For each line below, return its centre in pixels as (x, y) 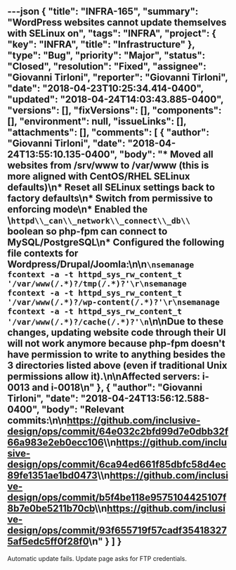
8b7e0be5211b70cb (51, 508)
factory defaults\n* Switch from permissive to (110, 199)
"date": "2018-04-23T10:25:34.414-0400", (105, 88)
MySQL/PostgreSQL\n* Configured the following (116, 242)
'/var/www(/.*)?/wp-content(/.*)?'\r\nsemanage (113, 302)
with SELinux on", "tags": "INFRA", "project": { (112, 33)
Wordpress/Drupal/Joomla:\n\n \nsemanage (101, 264)
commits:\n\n (37, 420)
